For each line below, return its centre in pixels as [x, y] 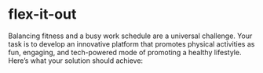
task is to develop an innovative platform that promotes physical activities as [131, 43]
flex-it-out [42, 14]
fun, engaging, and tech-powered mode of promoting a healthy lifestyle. [125, 52]
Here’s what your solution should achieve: [76, 61]
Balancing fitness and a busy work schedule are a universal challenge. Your [130, 36]
